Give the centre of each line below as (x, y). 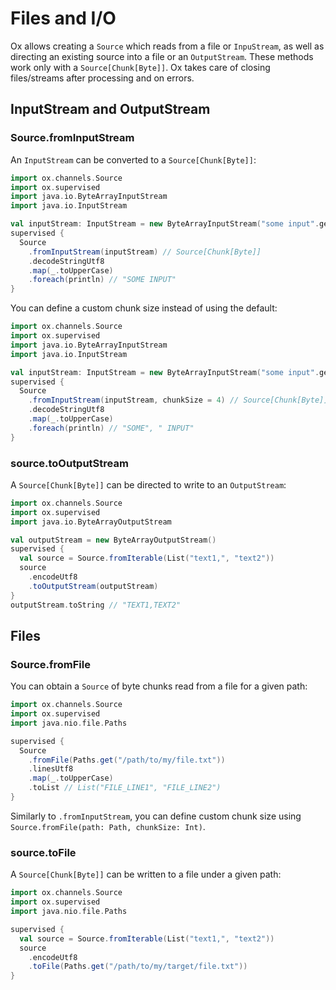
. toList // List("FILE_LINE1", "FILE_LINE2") (125, 788)
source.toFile (43, 852)
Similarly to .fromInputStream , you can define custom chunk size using (156, 816)
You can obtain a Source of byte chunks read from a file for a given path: (159, 686)
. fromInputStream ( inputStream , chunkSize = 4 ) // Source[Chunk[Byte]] (178, 400)
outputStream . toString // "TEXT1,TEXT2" (96, 605)
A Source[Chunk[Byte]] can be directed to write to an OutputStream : (148, 484)
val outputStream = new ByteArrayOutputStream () (113, 540)
